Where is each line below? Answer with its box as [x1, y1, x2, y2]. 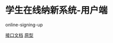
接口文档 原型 [5, 32, 34, 38]
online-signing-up [5, 21, 43, 28]
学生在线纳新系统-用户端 [5, 5, 108, 16]
